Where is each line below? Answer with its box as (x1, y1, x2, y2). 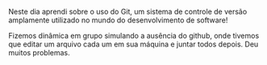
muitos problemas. (8, 48, 70, 57)
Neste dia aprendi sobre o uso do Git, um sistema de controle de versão (8, 7, 248, 16)
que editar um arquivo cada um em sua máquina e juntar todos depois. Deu (8, 39, 259, 49)
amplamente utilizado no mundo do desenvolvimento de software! (8, 15, 228, 25)
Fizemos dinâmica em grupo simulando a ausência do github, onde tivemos (8, 31, 260, 40)
